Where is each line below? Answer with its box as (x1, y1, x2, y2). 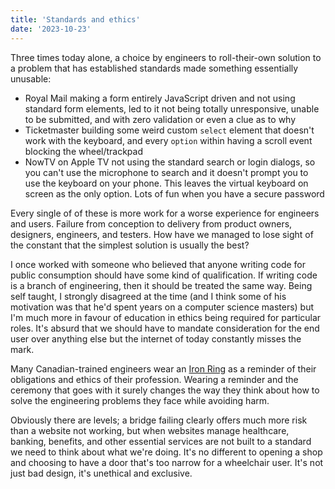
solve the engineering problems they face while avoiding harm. (10, 394, 270, 406)
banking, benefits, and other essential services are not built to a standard (10, 435, 312, 447)
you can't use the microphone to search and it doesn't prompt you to (24, 166, 309, 178)
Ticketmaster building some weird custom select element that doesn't (24, 124, 315, 136)
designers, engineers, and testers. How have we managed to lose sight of (10, 228, 314, 240)
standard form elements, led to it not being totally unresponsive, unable (24, 102, 320, 115)
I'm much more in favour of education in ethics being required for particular (10, 311, 322, 323)
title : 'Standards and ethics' (10, 14, 141, 25)
